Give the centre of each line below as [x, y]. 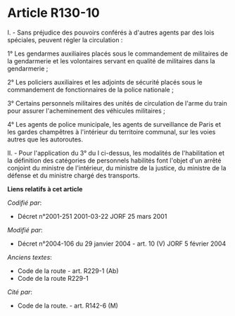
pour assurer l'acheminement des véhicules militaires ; [86, 110]
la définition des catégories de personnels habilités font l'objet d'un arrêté [114, 160]
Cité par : [20, 292]
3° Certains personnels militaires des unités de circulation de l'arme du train [117, 103]
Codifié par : [25, 203]
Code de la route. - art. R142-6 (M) [68, 305]
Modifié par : [25, 229]
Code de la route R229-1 [53, 278]
